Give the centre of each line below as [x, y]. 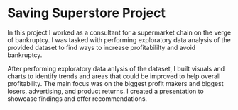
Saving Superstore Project [86, 13]
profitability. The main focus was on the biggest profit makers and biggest [115, 83]
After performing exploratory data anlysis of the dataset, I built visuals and [116, 68]
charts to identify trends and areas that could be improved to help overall [114, 76]
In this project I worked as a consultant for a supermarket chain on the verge [119, 32]
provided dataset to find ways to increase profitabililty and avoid [102, 47]
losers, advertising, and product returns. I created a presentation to [106, 91]
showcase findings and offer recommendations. [77, 98]
